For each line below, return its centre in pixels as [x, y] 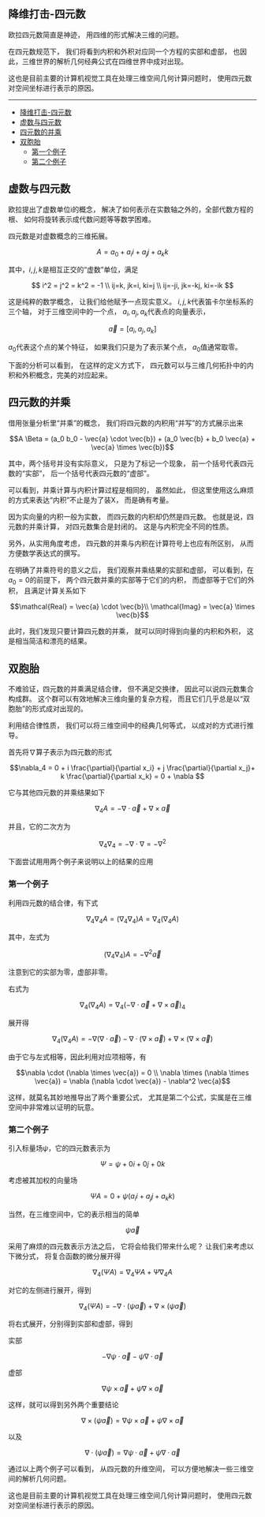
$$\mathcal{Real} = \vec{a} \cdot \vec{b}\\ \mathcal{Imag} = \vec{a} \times [132, 607]
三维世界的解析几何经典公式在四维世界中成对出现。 [105, 61]
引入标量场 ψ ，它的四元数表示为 [59, 1148]
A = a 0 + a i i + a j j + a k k [132, 253]
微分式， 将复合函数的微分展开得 [67, 1256]
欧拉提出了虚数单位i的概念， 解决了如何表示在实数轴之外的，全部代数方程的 [131, 209]
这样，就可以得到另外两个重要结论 [63, 1405]
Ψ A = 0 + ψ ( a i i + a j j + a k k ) [132, 1197]
